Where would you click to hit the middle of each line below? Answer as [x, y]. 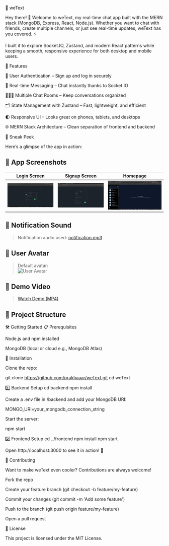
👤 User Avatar [27, 254]
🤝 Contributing [20, 460]
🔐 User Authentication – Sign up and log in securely [58, 76]
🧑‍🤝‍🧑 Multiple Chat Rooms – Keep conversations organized [66, 95]
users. [12, 56]
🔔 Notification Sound [38, 225]
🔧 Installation [19, 358]
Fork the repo [19, 480]
